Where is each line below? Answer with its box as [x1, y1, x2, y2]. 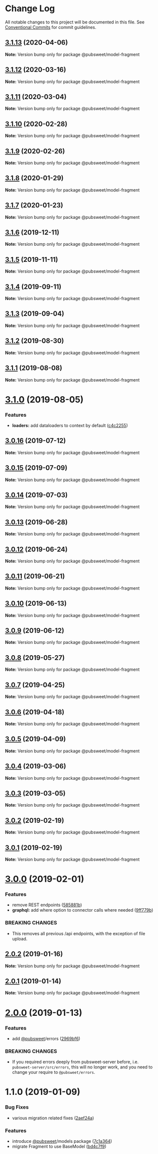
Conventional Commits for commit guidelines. [5, 24, 96, 30]
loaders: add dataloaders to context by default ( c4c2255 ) [12, 422, 128, 428]
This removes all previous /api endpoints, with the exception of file [12, 930, 145, 936]
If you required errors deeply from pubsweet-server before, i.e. [12, 1059, 139, 1065]
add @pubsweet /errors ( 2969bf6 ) [12, 1035, 81, 1041]
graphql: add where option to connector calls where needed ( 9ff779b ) [12, 907, 154, 913]
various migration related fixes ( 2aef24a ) [12, 1115, 94, 1121]
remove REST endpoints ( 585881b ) [12, 902, 82, 908]
